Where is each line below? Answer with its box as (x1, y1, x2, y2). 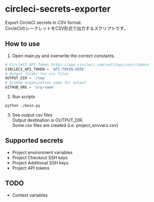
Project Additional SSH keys (12, 160, 69, 165)
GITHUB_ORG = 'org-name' (5, 85, 56, 90)
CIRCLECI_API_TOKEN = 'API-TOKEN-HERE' (5, 67, 87, 72)
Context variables (12, 192, 48, 198)
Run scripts (12, 94, 35, 100)
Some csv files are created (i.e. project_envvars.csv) (12, 122, 118, 128)
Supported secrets (5, 137, 64, 145)
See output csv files (12, 112, 53, 118)
